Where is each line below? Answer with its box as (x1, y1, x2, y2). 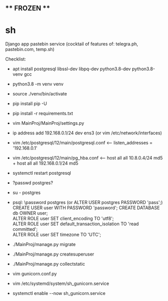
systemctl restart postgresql (12, 170, 72, 176)
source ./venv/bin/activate (12, 91, 67, 97)
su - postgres (12, 189, 41, 196)
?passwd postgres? (12, 180, 53, 186)
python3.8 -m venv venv (12, 81, 64, 87)
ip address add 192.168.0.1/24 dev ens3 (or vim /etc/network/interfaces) (12, 130, 162, 136)
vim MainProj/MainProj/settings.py (12, 120, 84, 126)
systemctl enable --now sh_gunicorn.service (12, 290, 106, 296)
